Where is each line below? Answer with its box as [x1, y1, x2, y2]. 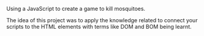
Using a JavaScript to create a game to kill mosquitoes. [6, 5, 146, 12]
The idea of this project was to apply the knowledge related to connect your [6, 17, 198, 23]
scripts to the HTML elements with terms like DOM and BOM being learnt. [6, 23, 192, 30]
